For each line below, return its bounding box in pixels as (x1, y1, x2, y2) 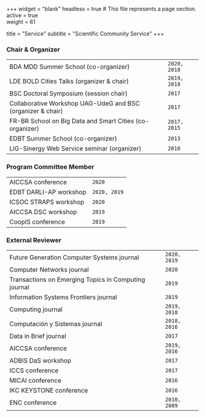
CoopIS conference (9, 217, 65, 226)
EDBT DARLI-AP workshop (9, 188, 87, 196)
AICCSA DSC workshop (9, 207, 77, 216)
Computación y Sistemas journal (9, 319, 103, 328)
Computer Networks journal (9, 265, 89, 274)
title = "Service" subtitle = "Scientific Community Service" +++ (6, 30, 165, 37)
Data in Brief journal (9, 331, 67, 340)
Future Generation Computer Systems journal (9, 253, 139, 262)
